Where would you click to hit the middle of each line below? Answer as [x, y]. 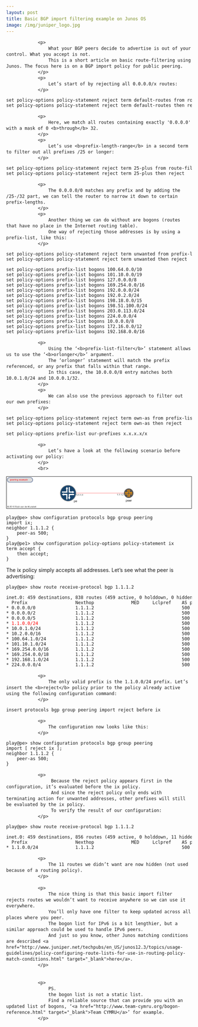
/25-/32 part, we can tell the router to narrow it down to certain [92, 196]
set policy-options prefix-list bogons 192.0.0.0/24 [73, 290]
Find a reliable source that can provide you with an [115, 1000]
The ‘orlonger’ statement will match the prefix [109, 361]
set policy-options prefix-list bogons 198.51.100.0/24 [77, 306]
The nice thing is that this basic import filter [110, 894]
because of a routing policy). [44, 870]
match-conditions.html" [35, 959]
